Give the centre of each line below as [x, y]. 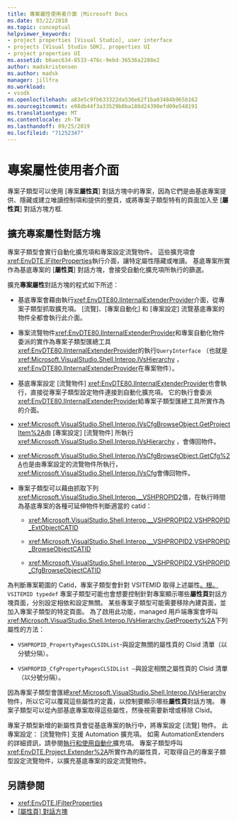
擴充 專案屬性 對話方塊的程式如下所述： [63, 285]
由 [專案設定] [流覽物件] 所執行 [89, 433]
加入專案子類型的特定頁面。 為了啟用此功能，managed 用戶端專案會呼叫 [113, 612]
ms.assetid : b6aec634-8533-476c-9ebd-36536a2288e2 [84, 60]
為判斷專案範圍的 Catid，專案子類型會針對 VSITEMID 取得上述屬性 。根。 [113, 585]
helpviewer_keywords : [39, 34]
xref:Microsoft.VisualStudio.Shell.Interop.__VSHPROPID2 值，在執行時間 [121, 497]
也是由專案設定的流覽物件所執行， [72, 464]
